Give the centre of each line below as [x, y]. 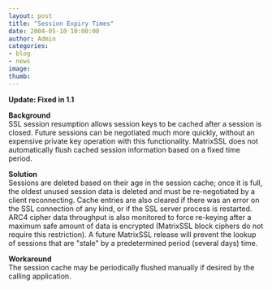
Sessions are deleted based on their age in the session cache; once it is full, [136, 183]
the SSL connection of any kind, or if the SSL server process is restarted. [130, 209]
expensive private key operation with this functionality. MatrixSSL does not [133, 141]
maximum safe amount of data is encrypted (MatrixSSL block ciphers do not [136, 226]
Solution [23, 174]
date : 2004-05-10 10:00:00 [54, 31]
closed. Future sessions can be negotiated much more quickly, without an [132, 132]
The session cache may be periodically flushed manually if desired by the [132, 267]
